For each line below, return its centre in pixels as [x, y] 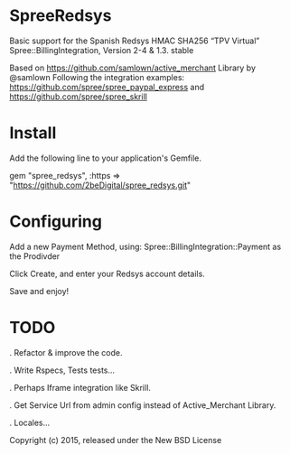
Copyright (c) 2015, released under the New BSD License [116, 440]
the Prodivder [35, 256]
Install [33, 133]
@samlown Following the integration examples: [97, 77]
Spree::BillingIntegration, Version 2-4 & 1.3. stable [102, 50]
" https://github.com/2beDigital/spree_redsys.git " [100, 185]
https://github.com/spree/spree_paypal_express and [107, 87]
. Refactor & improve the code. [66, 352]
